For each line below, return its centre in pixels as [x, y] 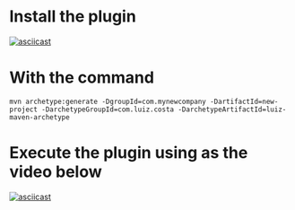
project [24, 109]
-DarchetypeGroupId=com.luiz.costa [108, 109]
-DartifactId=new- [244, 101]
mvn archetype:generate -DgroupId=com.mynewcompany [108, 101]
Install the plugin [73, 17]
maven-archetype [39, 117]
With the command [82, 78]
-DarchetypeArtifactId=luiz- [232, 109]
